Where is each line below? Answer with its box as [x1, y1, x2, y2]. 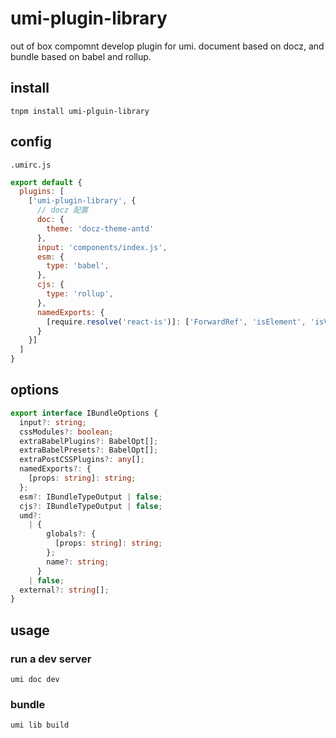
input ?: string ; [19, 417, 87, 427]
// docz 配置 [36, 205, 89, 216]
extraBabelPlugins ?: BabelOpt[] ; [19, 436, 159, 446]
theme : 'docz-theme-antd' [46, 223, 155, 234]
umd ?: [19, 510, 43, 521]
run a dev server [10, 652, 92, 666]
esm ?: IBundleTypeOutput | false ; [19, 492, 163, 502]
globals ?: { [46, 529, 97, 539]
